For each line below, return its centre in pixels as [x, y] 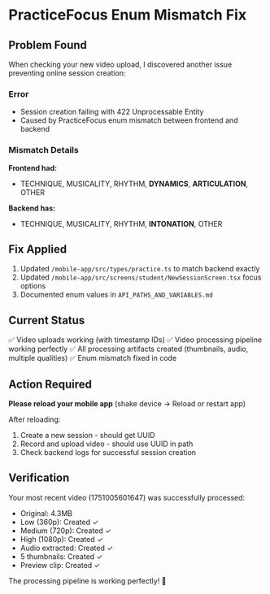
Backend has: [32, 208]
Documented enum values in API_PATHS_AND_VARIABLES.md [116, 295]
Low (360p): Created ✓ [59, 522]
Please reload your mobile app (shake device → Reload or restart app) [127, 404]
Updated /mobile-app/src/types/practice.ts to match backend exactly [140, 269]
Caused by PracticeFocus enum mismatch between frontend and [129, 120]
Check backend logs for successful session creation [108, 453]
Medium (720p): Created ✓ [66, 531]
